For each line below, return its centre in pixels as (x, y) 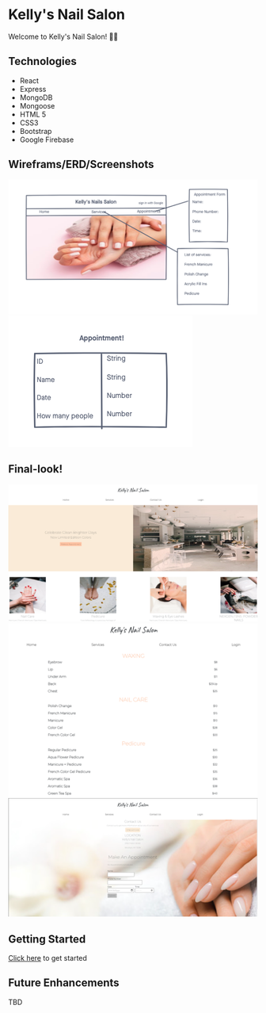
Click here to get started (47, 958)
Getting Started (47, 939)
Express (33, 89)
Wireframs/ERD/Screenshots (81, 164)
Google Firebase (47, 140)
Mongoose (37, 105)
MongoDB (36, 97)
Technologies (43, 61)
